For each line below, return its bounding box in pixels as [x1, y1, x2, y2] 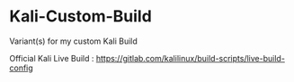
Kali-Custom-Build [9, 6, 153, 27]
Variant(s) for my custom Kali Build [9, 36, 138, 46]
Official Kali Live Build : [9, 53, 94, 63]
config [9, 62, 33, 73]
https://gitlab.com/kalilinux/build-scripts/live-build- [95, 53, 286, 63]
